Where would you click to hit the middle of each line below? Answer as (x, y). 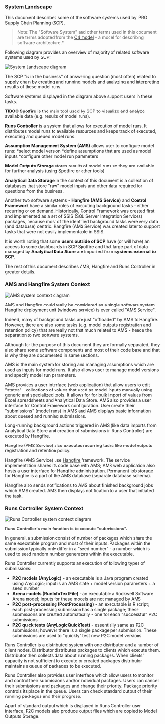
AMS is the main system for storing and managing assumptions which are (80, 364)
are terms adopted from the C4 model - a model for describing (80, 37)
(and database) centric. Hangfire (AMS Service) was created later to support (82, 226)
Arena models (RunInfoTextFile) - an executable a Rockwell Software (83, 593)
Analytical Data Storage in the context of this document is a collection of (79, 181)
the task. (14, 496)
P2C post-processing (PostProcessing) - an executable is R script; (81, 604)
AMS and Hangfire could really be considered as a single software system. (81, 305)
